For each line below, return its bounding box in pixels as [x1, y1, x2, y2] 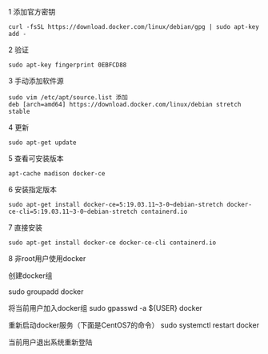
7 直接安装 [8, 223, 42, 232]
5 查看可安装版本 [8, 154, 64, 163]
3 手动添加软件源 [8, 76, 64, 86]
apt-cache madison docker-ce [8, 170, 106, 178]
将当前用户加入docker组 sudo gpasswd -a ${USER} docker [8, 304, 202, 312]
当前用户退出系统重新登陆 [8, 337, 93, 347]
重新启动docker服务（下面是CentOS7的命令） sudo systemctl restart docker [8, 320, 260, 330]
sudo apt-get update [8, 139, 78, 147]
